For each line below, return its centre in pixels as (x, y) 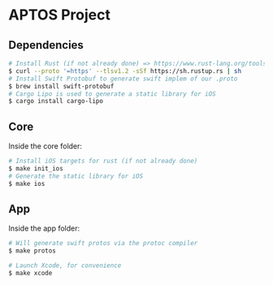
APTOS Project (60, 15)
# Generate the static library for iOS (76, 176)
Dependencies (46, 45)
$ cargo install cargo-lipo (56, 101)
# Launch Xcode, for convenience (65, 266)
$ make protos (32, 251)
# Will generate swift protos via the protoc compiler (103, 244)
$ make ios (27, 184)
